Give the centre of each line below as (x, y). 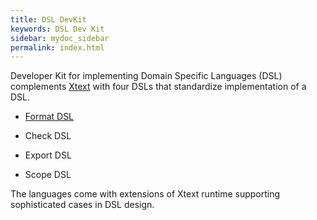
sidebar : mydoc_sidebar (60, 38)
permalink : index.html (57, 47)
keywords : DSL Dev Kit (57, 29)
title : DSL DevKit (48, 19)
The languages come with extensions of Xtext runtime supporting (145, 194)
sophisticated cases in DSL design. (82, 205)
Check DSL (48, 136)
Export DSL (48, 155)
